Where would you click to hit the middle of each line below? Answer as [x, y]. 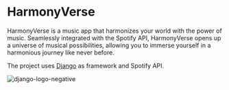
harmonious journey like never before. [61, 52]
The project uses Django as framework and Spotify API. [86, 65]
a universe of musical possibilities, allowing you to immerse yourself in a [109, 45]
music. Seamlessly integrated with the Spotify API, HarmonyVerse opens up [114, 37]
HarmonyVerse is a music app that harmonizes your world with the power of [115, 31]
